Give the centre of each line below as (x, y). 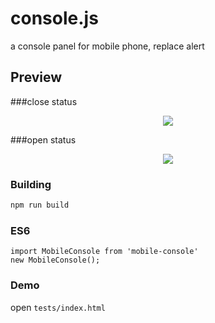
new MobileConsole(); (55, 260)
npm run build (40, 205)
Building (31, 184)
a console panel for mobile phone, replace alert (107, 46)
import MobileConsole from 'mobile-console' (104, 252)
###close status (44, 101)
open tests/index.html (58, 307)
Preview (36, 77)
